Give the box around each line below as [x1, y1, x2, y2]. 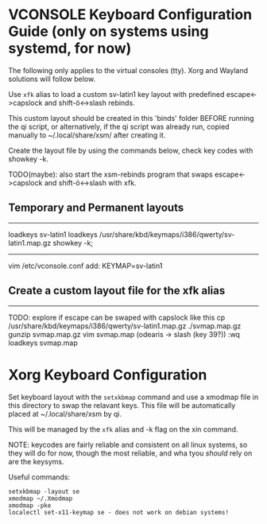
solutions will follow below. [8, 74, 96, 83]
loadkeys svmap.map [8, 338, 78, 347]
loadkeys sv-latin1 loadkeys [8, 229, 98, 239]
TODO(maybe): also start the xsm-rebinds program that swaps [8, 169, 213, 179]
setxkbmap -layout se [8, 487, 80, 495]
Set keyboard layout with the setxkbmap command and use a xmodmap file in [8, 392, 259, 402]
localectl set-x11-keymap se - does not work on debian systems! [8, 508, 229, 516]
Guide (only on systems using [8, 22, 209, 41]
